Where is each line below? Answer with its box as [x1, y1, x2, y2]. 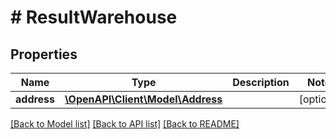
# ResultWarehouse [10, 6, 178, 29]
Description [232, 76, 290, 89]
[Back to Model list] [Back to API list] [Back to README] [10, 118, 240, 130]
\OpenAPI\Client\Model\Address [64, 92, 223, 106]
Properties [10, 46, 78, 63]
